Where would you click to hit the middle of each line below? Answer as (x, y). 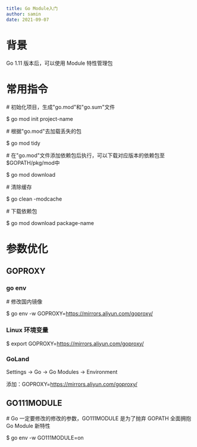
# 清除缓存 (19, 187)
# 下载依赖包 (22, 211)
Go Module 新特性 (28, 426)
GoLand (18, 359)
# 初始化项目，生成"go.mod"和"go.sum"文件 (61, 107)
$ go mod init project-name (40, 118)
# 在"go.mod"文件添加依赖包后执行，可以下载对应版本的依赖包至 (86, 155)
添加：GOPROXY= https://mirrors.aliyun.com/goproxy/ (72, 384)
